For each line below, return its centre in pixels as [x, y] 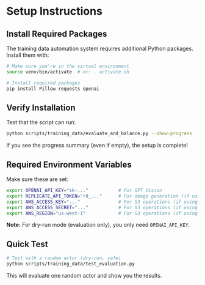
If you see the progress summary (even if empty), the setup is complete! [97, 146]
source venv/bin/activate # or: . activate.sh [68, 72]
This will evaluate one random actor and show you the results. [84, 275]
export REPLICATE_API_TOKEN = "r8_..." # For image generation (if [98, 196]
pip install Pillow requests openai [53, 89]
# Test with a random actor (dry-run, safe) [64, 258]
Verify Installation [41, 107]
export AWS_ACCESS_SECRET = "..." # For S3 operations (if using [102, 207]
